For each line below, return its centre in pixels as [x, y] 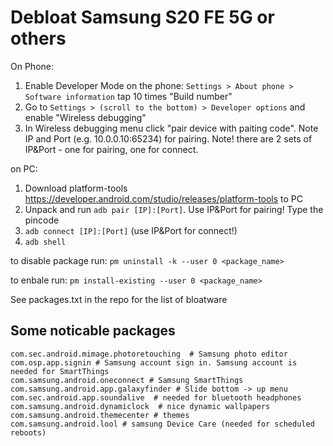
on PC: [24, 168]
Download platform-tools [76, 188]
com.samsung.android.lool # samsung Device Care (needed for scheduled [162, 424]
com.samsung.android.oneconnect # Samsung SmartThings [127, 380]
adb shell [45, 242]
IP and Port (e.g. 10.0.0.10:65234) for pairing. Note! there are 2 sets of [168, 138]
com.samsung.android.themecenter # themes [100, 415]
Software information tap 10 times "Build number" [128, 96]
